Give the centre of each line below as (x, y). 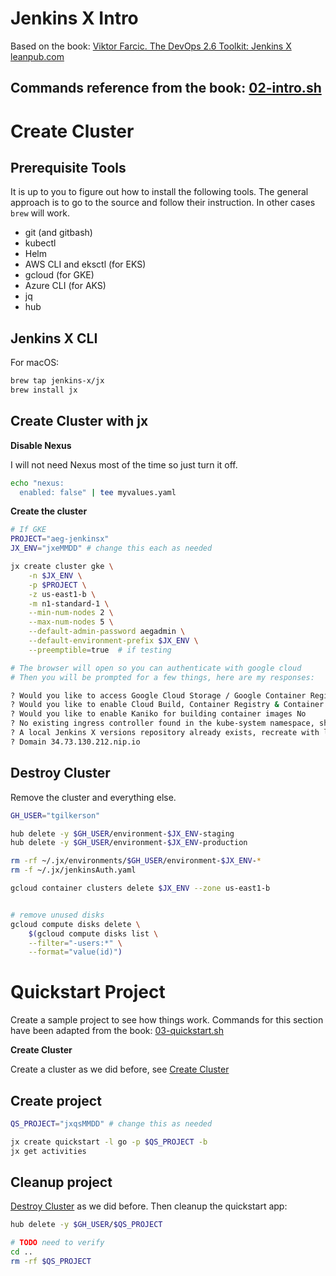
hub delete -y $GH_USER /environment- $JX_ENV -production (129, 843)
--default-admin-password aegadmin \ (107, 632)
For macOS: (35, 363)
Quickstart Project (88, 992)
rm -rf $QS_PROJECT (51, 1262)
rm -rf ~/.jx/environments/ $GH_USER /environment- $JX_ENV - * (136, 861)
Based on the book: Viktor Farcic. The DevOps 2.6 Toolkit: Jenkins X (151, 46)
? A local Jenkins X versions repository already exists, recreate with (165, 733)
